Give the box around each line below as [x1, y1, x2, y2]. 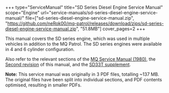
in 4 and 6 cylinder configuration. [5, 46, 75, 52]
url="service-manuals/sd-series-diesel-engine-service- [40, 10, 158, 16]
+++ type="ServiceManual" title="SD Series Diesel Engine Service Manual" [5, 5, 163, 10]
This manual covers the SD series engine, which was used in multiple [5, 35, 150, 41]
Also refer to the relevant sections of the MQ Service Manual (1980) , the [5, 56, 156, 62]
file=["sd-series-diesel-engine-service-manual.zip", [25, 15, 134, 21]
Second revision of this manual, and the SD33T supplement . [5, 62, 131, 67]
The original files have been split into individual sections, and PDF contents [5, 77, 162, 82]
